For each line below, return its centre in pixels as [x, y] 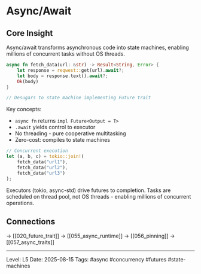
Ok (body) [28, 81]
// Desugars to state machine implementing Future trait [79, 98]
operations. [20, 203]
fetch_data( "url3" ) [41, 173]
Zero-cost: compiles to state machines [63, 140]
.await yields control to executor [55, 127]
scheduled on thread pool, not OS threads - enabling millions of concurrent [99, 196]
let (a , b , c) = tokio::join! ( [45, 157]
